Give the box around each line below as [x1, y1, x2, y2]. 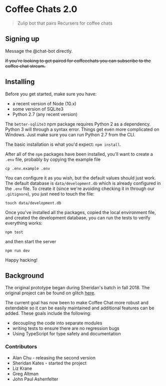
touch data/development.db [5, 201, 61, 206]
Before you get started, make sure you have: [5, 91, 96, 97]
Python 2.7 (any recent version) [12, 111, 78, 117]
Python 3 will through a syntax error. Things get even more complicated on [5, 126, 159, 132]
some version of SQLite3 [12, 106, 64, 112]
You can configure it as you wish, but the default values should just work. [5, 174, 156, 181]
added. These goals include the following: [5, 310, 91, 316]
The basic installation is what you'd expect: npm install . [5, 141, 121, 147]
